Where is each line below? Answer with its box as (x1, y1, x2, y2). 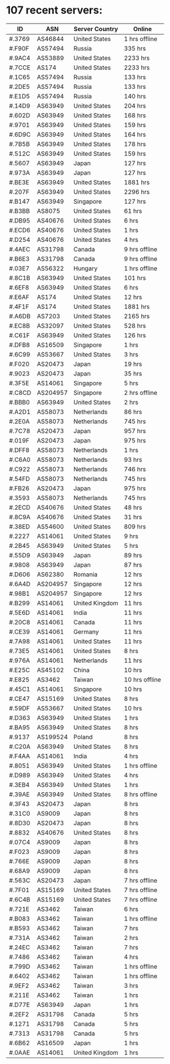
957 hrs (124, 427, 146, 435)
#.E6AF (9, 292, 29, 301)
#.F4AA (9, 752, 31, 760)
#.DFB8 (9, 341, 31, 349)
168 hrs (124, 111, 146, 119)
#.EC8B (9, 321, 31, 330)
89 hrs (124, 551, 142, 559)
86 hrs (124, 407, 142, 415)
